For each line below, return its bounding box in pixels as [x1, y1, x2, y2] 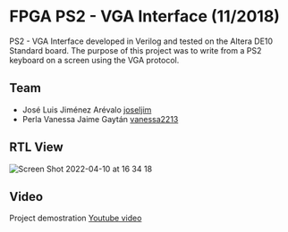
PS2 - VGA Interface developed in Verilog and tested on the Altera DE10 [9, 36, 274, 46]
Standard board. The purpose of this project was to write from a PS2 [9, 45, 262, 55]
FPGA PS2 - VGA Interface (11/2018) [9, 6, 280, 27]
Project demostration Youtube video [9, 212, 142, 224]
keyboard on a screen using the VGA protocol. [9, 54, 180, 65]
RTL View [9, 140, 64, 155]
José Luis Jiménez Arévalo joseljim [21, 104, 152, 115]
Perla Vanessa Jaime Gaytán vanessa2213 [21, 113, 179, 124]
